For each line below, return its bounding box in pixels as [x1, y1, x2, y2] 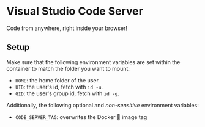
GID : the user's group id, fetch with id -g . [15, 90, 119, 97]
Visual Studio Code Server [6, 4, 144, 18]
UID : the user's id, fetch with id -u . [15, 83, 103, 90]
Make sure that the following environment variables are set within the [6, 58, 181, 65]
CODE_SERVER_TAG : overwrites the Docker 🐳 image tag [15, 113, 147, 120]
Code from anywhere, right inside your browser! [6, 24, 127, 32]
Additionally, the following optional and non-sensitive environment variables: [6, 101, 199, 109]
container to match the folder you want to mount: [6, 65, 130, 72]
